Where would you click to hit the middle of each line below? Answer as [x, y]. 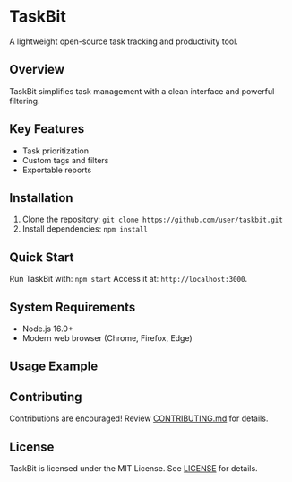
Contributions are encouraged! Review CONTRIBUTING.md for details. [139, 418]
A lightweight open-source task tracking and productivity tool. [124, 41]
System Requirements [73, 307]
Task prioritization [56, 151]
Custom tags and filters [65, 160]
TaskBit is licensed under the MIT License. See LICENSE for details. [133, 469]
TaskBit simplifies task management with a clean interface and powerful [142, 91]
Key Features [47, 129]
